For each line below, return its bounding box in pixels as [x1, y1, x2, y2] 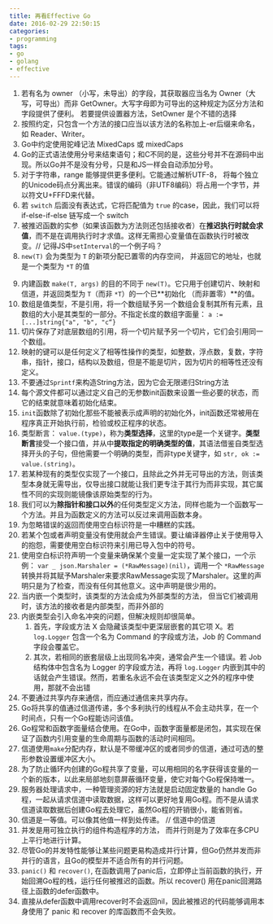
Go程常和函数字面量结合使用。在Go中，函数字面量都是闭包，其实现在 [20, 723, 254, 733]
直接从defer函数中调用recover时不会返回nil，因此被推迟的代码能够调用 [20, 896, 258, 906]
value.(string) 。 [20, 458, 80, 468]
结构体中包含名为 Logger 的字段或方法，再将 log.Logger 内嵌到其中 [32, 662, 258, 672]
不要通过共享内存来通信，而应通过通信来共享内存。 [20, 693, 193, 703]
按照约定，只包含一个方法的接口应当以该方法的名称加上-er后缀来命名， [20, 119, 259, 129]
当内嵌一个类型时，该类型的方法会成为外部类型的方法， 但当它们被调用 [20, 591, 258, 601]
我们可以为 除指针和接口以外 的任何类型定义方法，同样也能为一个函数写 [20, 499, 257, 509]
